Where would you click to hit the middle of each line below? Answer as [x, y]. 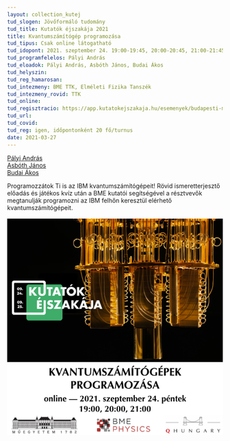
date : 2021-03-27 [32, 137]
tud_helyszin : [27, 72]
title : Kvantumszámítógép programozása [64, 36]
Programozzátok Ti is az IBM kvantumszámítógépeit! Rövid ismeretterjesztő [114, 186]
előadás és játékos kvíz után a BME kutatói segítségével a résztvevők [105, 193]
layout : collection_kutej [44, 14]
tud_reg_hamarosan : [35, 80]
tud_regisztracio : [33, 109]
